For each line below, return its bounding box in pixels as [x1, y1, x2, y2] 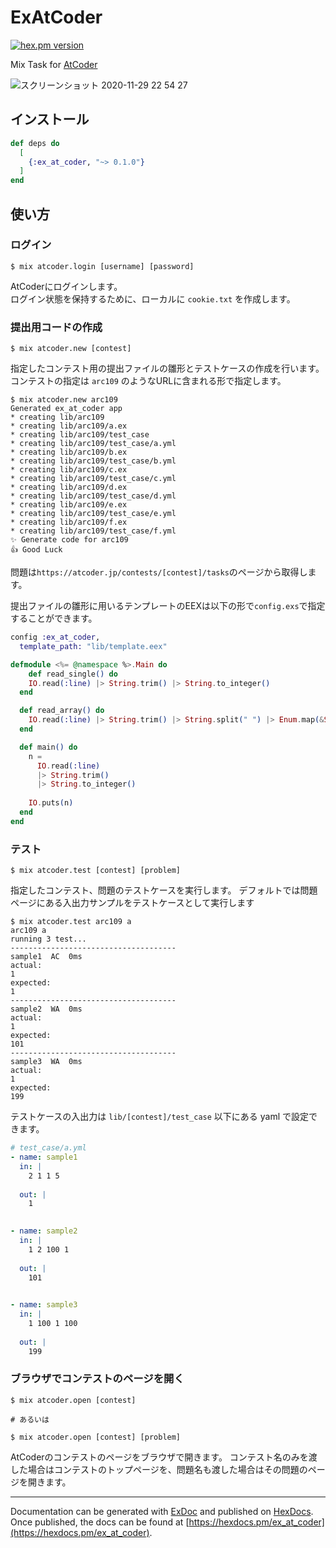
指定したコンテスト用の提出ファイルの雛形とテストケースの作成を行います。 [10, 362, 325, 375]
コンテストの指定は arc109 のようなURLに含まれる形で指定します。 [10, 375, 287, 387]
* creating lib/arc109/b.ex [10, 447, 128, 458]
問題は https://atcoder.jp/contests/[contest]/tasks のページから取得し [10, 566, 308, 578]
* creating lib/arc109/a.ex [10, 421, 128, 431]
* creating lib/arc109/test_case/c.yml [10, 474, 177, 484]
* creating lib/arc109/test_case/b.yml [10, 456, 177, 466]
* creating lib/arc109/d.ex [10, 482, 128, 493]
